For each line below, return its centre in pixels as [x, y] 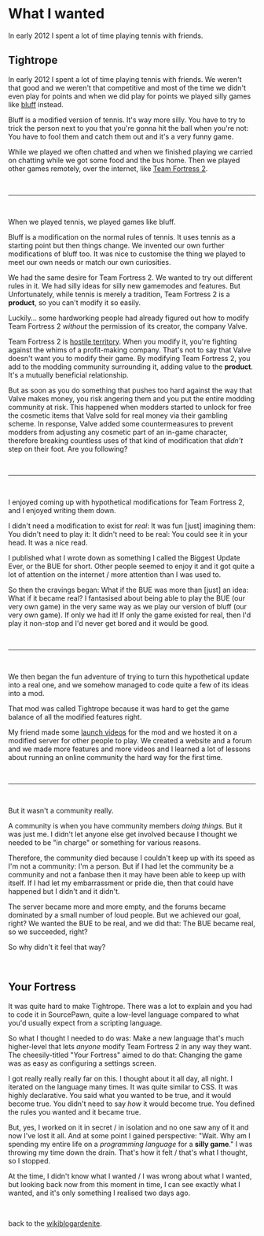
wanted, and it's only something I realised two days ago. [99, 1193]
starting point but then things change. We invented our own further [117, 245]
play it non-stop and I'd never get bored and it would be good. [109, 623]
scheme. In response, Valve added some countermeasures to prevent [121, 423]
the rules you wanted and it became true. [75, 1111]
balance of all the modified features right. [75, 717]
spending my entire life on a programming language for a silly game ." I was [130, 1144]
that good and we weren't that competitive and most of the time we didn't [127, 87]
